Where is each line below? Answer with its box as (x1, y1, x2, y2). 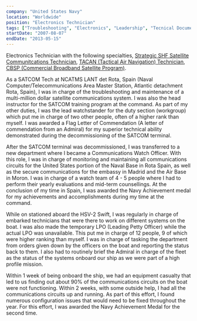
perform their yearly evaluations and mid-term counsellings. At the (6, 181, 167, 188)
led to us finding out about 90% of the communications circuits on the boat (6, 278, 188, 285)
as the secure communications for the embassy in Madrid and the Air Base (6, 168, 186, 175)
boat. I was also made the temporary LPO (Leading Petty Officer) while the (6, 224, 186, 230)
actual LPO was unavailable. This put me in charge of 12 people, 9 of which (6, 229, 188, 236)
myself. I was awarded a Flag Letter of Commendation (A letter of (6, 120, 164, 126)
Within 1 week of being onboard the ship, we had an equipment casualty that (6, 272, 191, 279)
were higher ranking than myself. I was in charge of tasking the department (6, 236, 188, 242)
